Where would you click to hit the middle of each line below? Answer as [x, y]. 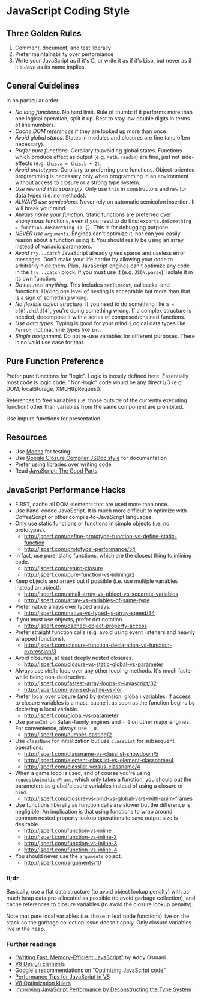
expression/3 [40, 652]
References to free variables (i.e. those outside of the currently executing [97, 400]
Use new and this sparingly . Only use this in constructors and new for [101, 188]
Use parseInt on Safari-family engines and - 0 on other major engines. [103, 722]
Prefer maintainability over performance [64, 54]
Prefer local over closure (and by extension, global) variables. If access [103, 696]
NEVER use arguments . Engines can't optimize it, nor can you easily [97, 234]
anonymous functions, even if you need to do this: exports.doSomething [103, 220]
